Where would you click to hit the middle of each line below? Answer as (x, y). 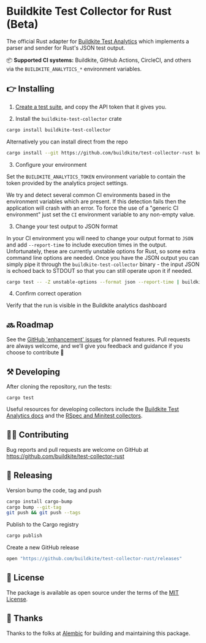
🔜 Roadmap (30, 325)
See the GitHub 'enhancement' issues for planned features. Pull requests (98, 340)
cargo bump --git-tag (34, 507)
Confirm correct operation (48, 294)
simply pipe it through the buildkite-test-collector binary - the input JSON (103, 264)
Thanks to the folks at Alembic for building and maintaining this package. (98, 633)
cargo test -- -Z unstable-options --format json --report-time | (93, 282)
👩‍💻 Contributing (38, 435)
